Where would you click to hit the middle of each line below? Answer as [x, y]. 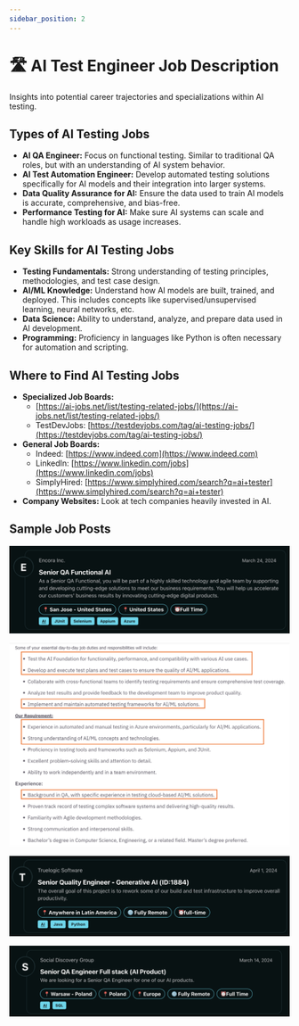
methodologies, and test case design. [91, 281]
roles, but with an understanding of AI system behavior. [123, 165]
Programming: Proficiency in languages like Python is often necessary [152, 338]
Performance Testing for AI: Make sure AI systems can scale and [143, 212]
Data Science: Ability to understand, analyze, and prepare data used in [152, 319]
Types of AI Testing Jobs [80, 134]
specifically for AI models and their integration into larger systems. [144, 184]
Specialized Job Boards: [68, 397]
